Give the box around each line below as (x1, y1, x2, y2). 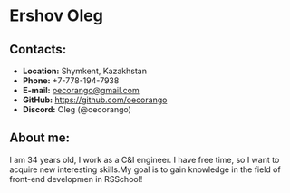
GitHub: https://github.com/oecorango (22, 94, 168, 105)
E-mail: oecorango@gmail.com (22, 85, 140, 95)
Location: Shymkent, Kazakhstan (22, 65, 148, 76)
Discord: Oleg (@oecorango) (22, 104, 131, 114)
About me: (9, 130, 71, 146)
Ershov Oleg (9, 5, 104, 26)
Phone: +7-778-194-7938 (22, 75, 120, 86)
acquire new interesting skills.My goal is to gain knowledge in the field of (9, 164, 281, 175)
